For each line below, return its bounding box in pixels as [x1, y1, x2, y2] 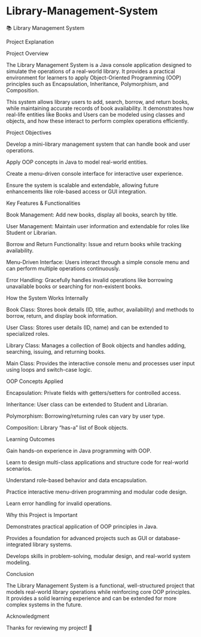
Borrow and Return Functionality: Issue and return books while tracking [6, 240, 182, 247]
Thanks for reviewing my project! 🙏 [6, 624, 93, 631]
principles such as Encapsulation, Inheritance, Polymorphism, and [6, 80, 169, 87]
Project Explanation [6, 38, 54, 45]
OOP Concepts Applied [6, 378, 64, 385]
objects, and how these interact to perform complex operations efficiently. [6, 117, 189, 124]
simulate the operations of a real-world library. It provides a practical [6, 68, 175, 75]
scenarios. [6, 465, 32, 472]
